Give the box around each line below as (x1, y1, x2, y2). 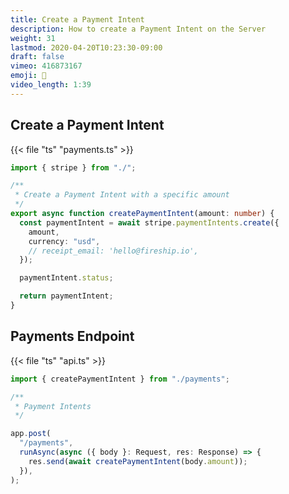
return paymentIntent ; (19, 291, 114, 301)
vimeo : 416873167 (10, 61, 83, 71)
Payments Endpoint (10, 328, 135, 345)
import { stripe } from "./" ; (10, 162, 137, 173)
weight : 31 (10, 33, 56, 43)
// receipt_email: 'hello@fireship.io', (28, 246, 199, 256)
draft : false (10, 52, 65, 62)
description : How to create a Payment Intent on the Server (10, 24, 267, 34)
